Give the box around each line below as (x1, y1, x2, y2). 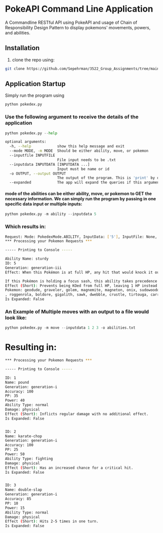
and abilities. (5, 30, 31, 36)
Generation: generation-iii (5, 265, 62, 270)
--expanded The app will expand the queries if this (9, 180, 142, 185)
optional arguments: (5, 140, 47, 144)
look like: (5, 315, 27, 321)
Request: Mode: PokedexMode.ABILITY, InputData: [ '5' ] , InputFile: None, (5, 234, 158, 239)
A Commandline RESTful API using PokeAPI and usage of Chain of (5, 19, 137, 25)
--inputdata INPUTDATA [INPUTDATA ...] (9, 162, 90, 167)
